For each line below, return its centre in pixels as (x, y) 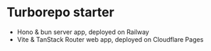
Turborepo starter (60, 12)
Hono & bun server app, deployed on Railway (83, 32)
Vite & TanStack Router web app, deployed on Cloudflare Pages (110, 39)
